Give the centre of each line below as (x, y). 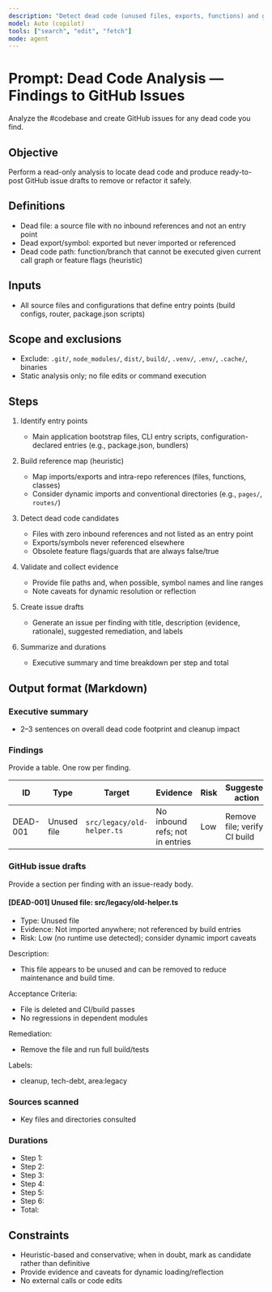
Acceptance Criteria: (43, 994)
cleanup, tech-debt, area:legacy (74, 1080)
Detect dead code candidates (70, 518)
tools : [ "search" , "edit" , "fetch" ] (70, 31)
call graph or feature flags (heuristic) (81, 260)
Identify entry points (54, 421)
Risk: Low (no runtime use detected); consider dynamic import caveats (138, 938)
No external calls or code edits (71, 1281)
